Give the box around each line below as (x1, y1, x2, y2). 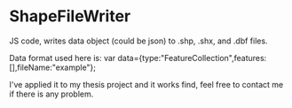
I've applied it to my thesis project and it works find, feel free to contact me (9, 79, 284, 89)
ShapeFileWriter (9, 6, 131, 27)
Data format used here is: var (9, 52, 116, 63)
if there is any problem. (9, 89, 94, 99)
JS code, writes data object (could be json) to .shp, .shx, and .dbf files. (9, 35, 268, 46)
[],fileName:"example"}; (9, 62, 96, 73)
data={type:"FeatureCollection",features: (117, 52, 267, 63)
